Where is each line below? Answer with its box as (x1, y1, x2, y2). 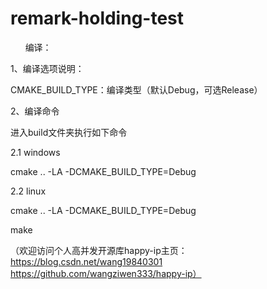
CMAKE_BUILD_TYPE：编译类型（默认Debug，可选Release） (10, 83, 263, 96)
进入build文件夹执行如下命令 (10, 126, 128, 138)
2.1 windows (10, 146, 61, 158)
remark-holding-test (10, 7, 185, 30)
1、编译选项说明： (10, 62, 85, 74)
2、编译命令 (10, 105, 60, 117)
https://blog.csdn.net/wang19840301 (10, 255, 163, 267)
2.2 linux (10, 185, 47, 197)
